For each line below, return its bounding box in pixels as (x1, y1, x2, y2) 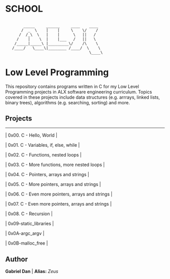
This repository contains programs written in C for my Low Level (5, 83, 139, 89)
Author (5, 255, 28, 263)
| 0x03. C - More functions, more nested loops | (5, 162, 105, 168)
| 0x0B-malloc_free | (5, 240, 48, 246)
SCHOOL (5, 3, 43, 15)
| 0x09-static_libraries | (5, 221, 54, 227)
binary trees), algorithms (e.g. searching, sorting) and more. (5, 99, 130, 105)
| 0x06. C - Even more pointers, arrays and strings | (5, 191, 113, 197)
